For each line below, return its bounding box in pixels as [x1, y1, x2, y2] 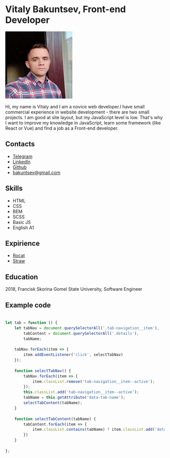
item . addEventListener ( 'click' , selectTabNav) [23, 352, 123, 358]
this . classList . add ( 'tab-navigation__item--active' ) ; [23, 390, 139, 395]
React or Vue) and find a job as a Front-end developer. [5, 125, 119, 131]
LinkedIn [12, 159, 31, 165]
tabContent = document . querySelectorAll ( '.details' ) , [23, 331, 139, 336]
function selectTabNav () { [14, 368, 71, 373]
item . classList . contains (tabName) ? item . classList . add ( [32, 427, 155, 432]
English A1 [12, 224, 34, 231]
